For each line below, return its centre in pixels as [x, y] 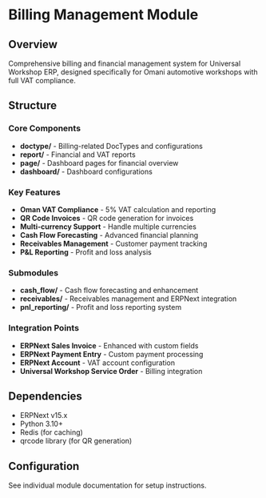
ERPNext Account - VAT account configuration [97, 363]
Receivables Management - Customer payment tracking [113, 243]
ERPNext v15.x [44, 416]
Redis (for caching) [52, 432]
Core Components [45, 128]
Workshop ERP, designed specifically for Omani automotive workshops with [133, 72]
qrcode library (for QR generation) [76, 441]
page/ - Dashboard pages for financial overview [99, 163]
